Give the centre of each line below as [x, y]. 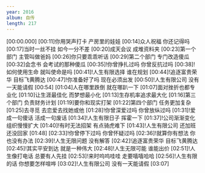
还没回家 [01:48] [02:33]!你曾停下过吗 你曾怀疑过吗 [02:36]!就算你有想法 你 [101, 133]
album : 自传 [20, 18]
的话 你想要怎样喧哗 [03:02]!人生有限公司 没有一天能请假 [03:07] [88, 164]
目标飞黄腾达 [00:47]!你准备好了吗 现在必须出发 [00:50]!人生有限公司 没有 [106, 79]
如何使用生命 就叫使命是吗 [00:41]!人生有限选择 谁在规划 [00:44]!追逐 [94, 72]
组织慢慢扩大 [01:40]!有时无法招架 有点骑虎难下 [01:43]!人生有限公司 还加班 [101, 125]
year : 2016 [20, 12]
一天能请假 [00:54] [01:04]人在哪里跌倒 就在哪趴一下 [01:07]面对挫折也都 [98, 87]
